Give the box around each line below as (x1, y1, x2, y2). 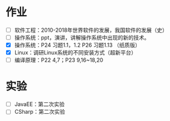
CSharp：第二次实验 (14, 108, 66, 116)
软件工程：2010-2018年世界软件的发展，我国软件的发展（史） (14, 26, 168, 34)
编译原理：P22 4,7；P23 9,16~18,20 (14, 56, 104, 63)
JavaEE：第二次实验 (14, 101, 65, 108)
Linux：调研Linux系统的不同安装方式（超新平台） (14, 49, 137, 56)
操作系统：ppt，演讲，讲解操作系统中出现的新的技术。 (14, 34, 150, 41)
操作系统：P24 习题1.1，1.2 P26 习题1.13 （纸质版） (14, 41, 141, 49)
